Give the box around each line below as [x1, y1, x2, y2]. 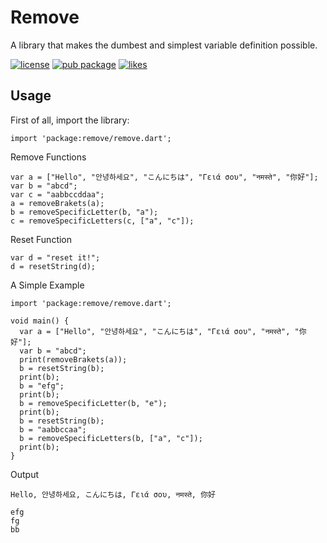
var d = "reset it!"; [10, 252, 101, 263]
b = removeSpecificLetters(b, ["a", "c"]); [19, 433, 203, 443]
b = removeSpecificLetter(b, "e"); [19, 398, 168, 408]
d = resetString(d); [10, 261, 97, 271]
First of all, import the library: [10, 114, 130, 126]
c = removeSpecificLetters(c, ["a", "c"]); [10, 216, 195, 226]
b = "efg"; [19, 381, 65, 391]
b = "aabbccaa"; [19, 424, 87, 435]
